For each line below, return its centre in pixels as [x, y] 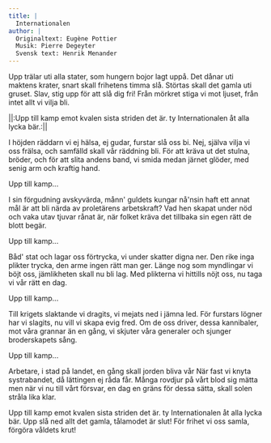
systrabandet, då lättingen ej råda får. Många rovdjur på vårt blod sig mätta [133, 380]
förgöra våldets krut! [42, 430]
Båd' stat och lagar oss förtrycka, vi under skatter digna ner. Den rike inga [131, 257]
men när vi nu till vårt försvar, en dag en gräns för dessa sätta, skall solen [131, 388]
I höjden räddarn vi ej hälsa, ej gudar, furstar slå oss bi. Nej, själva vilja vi [129, 142]
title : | [23, 16]
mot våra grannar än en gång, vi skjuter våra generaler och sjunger [120, 331]
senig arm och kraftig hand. [54, 168]
